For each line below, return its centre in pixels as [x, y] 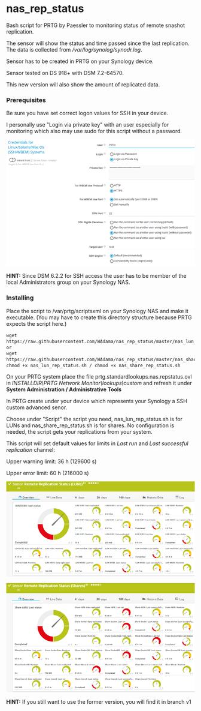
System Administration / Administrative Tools [64, 389]
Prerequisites [26, 100]
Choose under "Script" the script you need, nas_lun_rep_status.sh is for [95, 419]
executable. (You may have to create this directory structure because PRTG [99, 317]
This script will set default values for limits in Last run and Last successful [97, 443]
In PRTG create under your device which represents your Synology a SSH [97, 401]
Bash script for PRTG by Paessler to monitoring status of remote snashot [96, 25]
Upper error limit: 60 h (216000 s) [48, 473]
